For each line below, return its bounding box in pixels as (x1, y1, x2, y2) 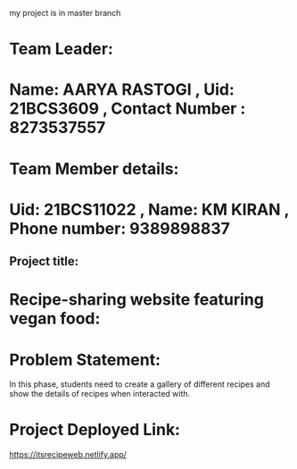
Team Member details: (9, 158, 179, 179)
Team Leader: (9, 39, 114, 59)
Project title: (9, 254, 79, 269)
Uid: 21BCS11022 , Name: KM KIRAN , (9, 199, 290, 220)
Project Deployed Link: (9, 420, 181, 440)
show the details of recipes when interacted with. (9, 389, 191, 399)
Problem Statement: (9, 349, 161, 370)
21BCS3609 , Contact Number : (9, 98, 246, 119)
